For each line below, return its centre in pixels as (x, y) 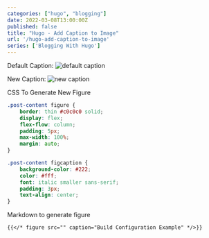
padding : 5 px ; (40, 131)
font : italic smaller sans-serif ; (69, 182)
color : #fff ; (38, 176)
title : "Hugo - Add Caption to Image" (63, 33)
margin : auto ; (40, 144)
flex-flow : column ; (48, 125)
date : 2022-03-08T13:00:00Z (48, 20)
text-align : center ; (49, 195)
